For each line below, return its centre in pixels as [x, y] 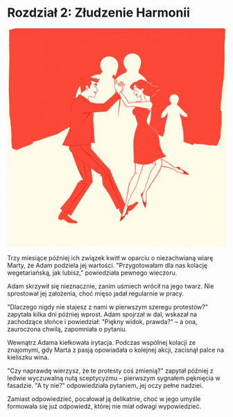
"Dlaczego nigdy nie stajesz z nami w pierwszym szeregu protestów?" [107, 307]
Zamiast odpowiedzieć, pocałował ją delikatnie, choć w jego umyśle [104, 399]
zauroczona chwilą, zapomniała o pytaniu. [67, 329]
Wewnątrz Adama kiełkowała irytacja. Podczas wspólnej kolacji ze [102, 342]
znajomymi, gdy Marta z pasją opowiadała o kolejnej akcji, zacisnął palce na [115, 350]
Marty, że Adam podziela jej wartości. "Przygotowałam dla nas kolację [107, 265]
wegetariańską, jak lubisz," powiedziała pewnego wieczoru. [92, 273]
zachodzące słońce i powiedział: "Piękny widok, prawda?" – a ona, [102, 321]
